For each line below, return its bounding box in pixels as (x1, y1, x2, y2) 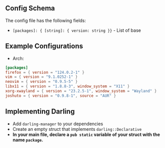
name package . (12, 136, 43, 143)
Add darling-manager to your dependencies (12, 121, 103, 127)
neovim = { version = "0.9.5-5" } (5, 79, 78, 84)
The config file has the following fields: (5, 17, 86, 23)
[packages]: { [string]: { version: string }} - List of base (12, 27, 141, 33)
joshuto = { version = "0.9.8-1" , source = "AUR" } (5, 93, 116, 98)
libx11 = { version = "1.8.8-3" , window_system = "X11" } (5, 84, 130, 89)
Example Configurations (5, 42, 83, 51)
